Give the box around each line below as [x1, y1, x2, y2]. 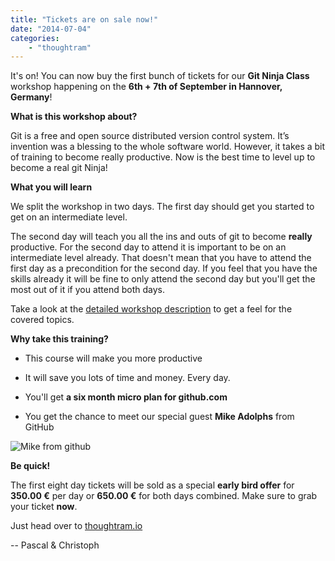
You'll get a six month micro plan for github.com [24, 391, 228, 403]
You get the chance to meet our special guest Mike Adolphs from [24, 411, 295, 423]
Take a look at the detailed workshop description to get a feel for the [10, 303, 293, 315]
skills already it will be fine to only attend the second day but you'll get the [10, 273, 316, 285]
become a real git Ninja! [10, 162, 108, 174]
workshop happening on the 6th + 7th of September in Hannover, [10, 81, 283, 93]
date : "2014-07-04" [10, 24, 92, 34]
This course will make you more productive [24, 352, 203, 365]
